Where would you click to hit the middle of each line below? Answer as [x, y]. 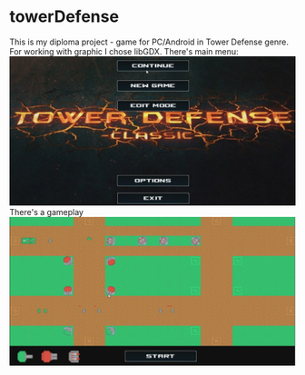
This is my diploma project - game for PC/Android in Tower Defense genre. [149, 42]
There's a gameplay [47, 212]
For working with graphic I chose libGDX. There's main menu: [124, 51]
